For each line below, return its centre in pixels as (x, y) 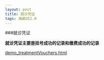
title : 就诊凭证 (20, 14)
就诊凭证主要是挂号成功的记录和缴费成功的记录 (52, 43)
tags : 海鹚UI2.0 (21, 18)
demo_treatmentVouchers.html (36, 53)
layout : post (18, 9)
